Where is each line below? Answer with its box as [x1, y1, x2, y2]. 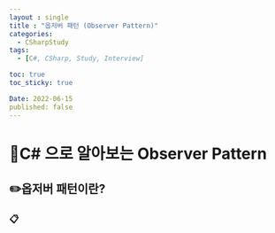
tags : [9, 46, 29, 55]
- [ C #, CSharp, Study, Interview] [17, 54, 144, 63]
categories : [9, 29, 53, 38]
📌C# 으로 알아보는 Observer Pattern [9, 144, 267, 164]
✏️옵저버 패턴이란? [9, 182, 106, 197]
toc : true [9, 70, 46, 80]
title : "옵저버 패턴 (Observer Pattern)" [9, 21, 159, 30]
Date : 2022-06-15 [9, 94, 73, 103]
